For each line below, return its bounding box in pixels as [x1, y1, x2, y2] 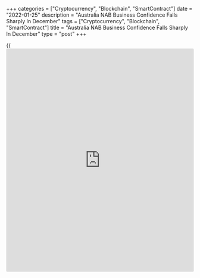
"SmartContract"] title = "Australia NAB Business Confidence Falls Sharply [6, 24, 189, 31]
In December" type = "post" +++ [6, 30, 87, 38]
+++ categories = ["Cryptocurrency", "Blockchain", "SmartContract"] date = [6, 5, 193, 12]
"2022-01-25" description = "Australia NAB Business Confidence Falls [6, 11, 178, 18]
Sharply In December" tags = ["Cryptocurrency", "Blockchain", [6, 18, 160, 24]
